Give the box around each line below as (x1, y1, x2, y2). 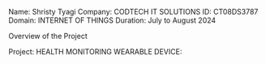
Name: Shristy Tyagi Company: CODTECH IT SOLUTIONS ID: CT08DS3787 (8, 7, 259, 16)
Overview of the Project (8, 32, 88, 41)
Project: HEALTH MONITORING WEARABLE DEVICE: (8, 47, 182, 56)
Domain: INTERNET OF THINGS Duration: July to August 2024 (8, 15, 217, 25)
